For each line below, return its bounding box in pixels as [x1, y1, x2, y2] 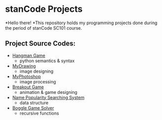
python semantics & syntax [19, 58, 75, 64]
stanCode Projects [5, 3, 83, 15]
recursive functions [19, 110, 59, 116]
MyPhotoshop [12, 73, 41, 80]
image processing [19, 79, 56, 84]
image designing [19, 68, 54, 74]
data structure [19, 100, 49, 106]
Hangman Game [12, 52, 45, 58]
